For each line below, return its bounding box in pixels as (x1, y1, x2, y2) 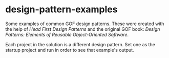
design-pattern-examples (5, 4, 118, 15)
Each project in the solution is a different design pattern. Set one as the (5, 41, 155, 47)
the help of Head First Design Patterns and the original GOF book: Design (5, 26, 160, 32)
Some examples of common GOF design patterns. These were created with (5, 21, 164, 27)
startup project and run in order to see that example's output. (5, 47, 134, 53)
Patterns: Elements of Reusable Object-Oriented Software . (5, 31, 129, 37)
